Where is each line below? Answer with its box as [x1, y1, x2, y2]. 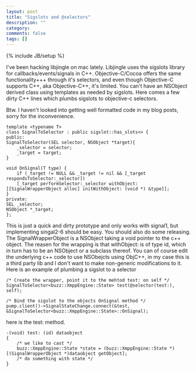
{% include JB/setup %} [6, 52, 65, 59]
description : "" [6, 19, 46, 25]
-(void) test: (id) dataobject [6, 330, 83, 336]
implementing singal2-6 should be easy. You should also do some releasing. [6, 228, 191, 235]
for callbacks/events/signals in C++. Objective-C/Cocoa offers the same [6, 70, 181, 77]
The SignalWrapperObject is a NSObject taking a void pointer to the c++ [6, 235, 181, 242]
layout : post [6, 8, 38, 15]
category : [6, 25, 31, 31]
